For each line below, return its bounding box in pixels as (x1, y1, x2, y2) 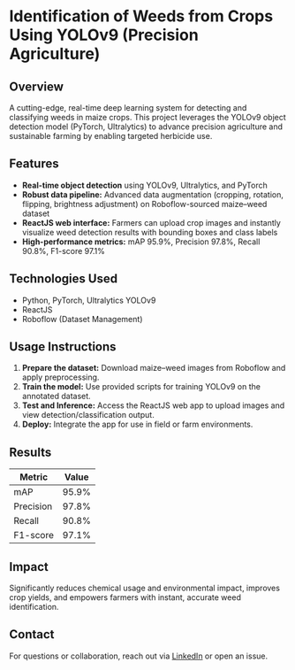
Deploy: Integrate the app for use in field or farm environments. (21, 419, 253, 430)
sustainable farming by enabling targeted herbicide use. (9, 131, 213, 141)
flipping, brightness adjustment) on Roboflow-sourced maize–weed (21, 198, 268, 209)
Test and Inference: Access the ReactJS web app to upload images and (21, 400, 285, 411)
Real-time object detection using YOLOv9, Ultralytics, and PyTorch (21, 180, 268, 190)
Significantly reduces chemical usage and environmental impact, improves (9, 582, 281, 594)
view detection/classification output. (21, 410, 155, 420)
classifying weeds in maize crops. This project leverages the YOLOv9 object (9, 112, 287, 122)
